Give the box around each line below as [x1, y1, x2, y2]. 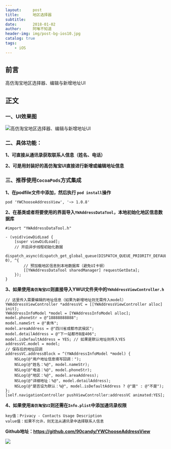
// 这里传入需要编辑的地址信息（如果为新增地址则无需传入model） [5, 297, 126, 302]
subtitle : [5, 17, 26, 22]
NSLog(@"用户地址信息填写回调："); [14, 356, 81, 362]
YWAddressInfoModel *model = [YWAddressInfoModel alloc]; [5, 310, 131, 316]
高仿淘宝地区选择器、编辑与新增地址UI [5, 80, 86, 86]
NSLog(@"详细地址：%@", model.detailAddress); [14, 378, 111, 383]
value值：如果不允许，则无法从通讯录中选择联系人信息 [5, 418, 104, 424]
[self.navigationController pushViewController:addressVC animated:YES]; [5, 392, 165, 398]
